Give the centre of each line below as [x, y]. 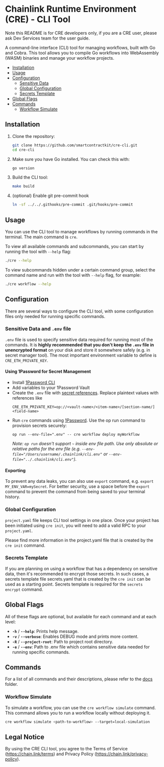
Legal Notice [25, 737]
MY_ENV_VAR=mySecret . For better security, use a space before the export [77, 486]
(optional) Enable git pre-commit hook [50, 196]
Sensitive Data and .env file [38, 329]
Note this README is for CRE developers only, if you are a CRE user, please [81, 33]
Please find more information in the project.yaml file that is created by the [79, 540]
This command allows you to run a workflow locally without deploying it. [78, 713]
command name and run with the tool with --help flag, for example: [73, 275]
